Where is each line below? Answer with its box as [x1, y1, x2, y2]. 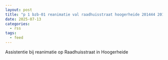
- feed [9, 35, 23, 40]
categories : [5, 21, 30, 26]
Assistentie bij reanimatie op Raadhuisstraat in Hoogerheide [5, 48, 128, 55]
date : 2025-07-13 [5, 16, 41, 21]
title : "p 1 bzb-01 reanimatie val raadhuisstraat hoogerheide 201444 [5, 12, 155, 17]
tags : [5, 30, 16, 35]
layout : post [5, 7, 32, 12]
